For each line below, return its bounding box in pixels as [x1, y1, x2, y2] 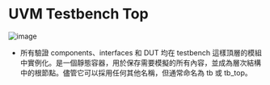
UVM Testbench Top [8, 5, 149, 23]
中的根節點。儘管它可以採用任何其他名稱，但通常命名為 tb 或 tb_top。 [19, 67, 252, 77]
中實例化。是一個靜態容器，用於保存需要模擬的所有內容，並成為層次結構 [19, 58, 261, 67]
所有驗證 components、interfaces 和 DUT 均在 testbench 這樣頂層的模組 [19, 47, 263, 57]
